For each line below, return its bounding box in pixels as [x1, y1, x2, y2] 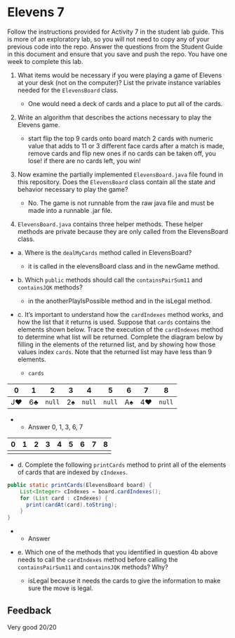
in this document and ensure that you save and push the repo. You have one [7, 50, 228, 58]
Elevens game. [17, 120, 60, 129]
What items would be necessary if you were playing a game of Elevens [17, 71, 222, 79]
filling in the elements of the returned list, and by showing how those [17, 340, 216, 349]
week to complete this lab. [7, 57, 83, 65]
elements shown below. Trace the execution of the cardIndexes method [17, 325, 224, 334]
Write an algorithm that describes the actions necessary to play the [17, 113, 212, 122]
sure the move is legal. [27, 584, 93, 592]
